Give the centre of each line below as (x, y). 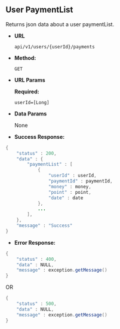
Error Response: (35, 242)
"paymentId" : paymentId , (80, 181)
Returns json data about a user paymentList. (60, 24)
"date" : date (66, 198)
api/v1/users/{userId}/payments (54, 47)
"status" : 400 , (37, 259)
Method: (25, 58)
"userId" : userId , (72, 176)
